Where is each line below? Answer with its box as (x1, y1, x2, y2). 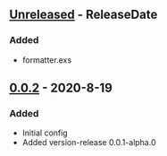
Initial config (21, 127, 69, 138)
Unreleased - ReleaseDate (9, 7, 158, 22)
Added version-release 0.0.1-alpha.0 (21, 137, 156, 148)
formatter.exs (21, 54, 72, 65)
